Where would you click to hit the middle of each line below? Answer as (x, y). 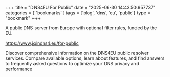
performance (19, 69)
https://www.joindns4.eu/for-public (42, 43)
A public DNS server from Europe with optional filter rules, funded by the (81, 28)
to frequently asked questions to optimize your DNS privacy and (72, 64)
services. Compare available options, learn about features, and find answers (85, 58)
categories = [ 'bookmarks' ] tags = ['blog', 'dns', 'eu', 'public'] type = (78, 13)
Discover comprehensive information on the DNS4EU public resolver (77, 53)
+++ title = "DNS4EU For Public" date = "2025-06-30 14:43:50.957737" (80, 7)
